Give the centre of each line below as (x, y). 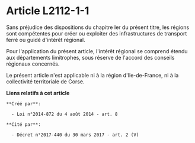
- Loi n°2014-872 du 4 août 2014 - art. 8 (65, 114)
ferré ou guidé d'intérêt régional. (46, 40)
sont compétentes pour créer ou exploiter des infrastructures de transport (97, 33)
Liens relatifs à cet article (38, 93)
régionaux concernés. (33, 64)
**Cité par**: (24, 124)
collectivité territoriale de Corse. (45, 82)
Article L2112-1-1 (48, 11)
